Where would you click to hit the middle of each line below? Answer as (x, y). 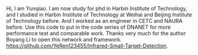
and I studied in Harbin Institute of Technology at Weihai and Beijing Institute (99, 15)
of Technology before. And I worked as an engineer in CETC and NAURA (95, 21)
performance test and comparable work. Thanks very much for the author (96, 33)
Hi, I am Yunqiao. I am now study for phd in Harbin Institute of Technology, (97, 8)
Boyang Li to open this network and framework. (64, 39)
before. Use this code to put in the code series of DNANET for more (89, 27)
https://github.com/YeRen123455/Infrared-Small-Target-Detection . (87, 46)
